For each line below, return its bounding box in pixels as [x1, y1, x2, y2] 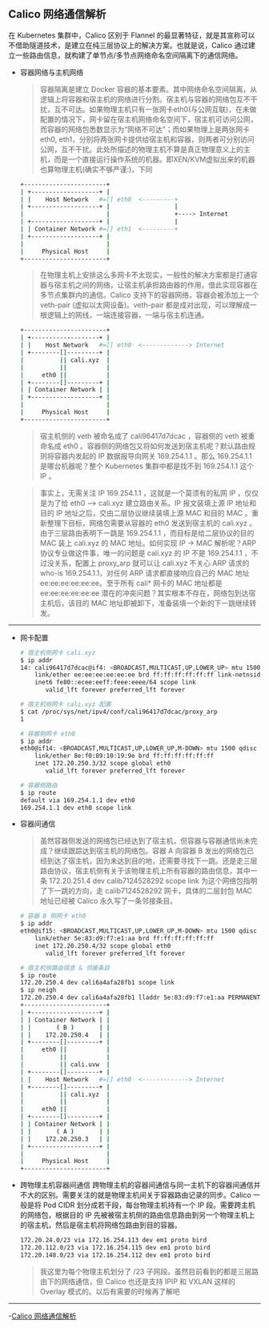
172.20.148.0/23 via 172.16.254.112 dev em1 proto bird [19, 1251, 211, 1259]
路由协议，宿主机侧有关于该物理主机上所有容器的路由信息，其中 [39, 866, 251, 876]
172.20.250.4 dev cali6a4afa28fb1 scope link [19, 979, 175, 987]
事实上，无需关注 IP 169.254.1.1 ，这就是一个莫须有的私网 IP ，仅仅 [39, 487, 259, 498]
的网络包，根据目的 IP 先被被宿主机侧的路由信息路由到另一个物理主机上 [19, 1210, 255, 1220]
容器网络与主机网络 [19, 67, 84, 77]
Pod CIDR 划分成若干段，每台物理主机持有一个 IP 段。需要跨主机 [42, 1200, 256, 1210]
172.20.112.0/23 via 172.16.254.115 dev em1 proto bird [19, 1244, 211, 1252]
